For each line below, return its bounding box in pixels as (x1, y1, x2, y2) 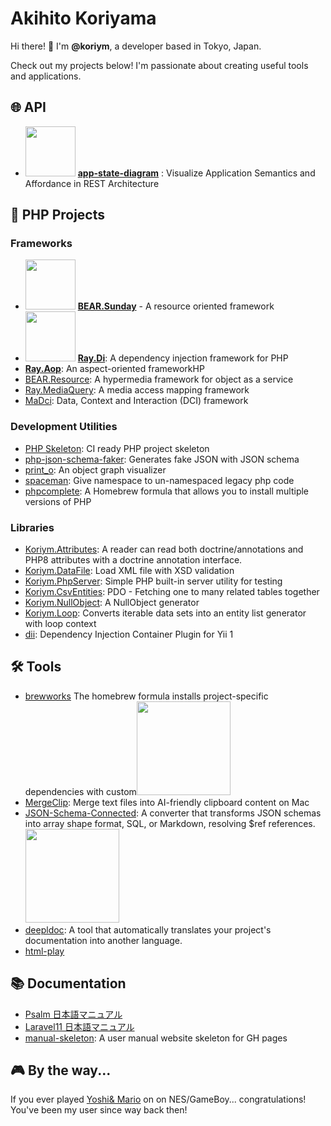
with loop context (24, 618, 97, 630)
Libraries (10, 520, 55, 534)
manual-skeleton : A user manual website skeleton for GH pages (24, 1032, 288, 1044)
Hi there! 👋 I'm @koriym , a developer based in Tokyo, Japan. (10, 40, 262, 52)
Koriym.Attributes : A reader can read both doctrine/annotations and (24, 543, 304, 556)
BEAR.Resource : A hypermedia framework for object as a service (24, 373, 294, 386)
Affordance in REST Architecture (24, 177, 160, 189)
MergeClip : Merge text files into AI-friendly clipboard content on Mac (24, 796, 310, 808)
